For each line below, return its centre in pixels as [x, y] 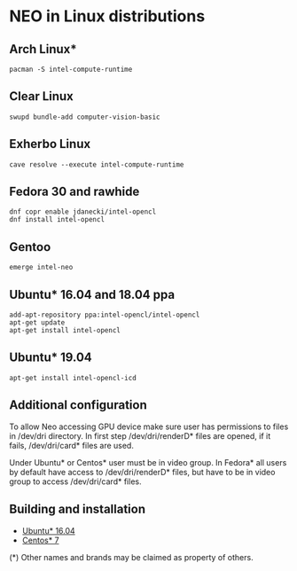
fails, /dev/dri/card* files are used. [72, 445]
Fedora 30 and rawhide [74, 192]
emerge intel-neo [41, 268]
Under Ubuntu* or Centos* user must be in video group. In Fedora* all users [148, 462]
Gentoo [30, 247]
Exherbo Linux [50, 144]
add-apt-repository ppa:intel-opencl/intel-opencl [105, 315]
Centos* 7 [40, 540]
